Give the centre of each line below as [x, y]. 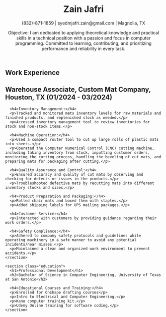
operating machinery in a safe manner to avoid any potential [71, 240]
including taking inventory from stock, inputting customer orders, [78, 153]
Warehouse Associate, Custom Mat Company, [78, 90]
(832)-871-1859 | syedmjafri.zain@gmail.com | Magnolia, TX [83, 23]
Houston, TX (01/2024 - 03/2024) [59, 98]
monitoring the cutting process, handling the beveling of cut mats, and [83, 157]
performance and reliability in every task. [83, 48]
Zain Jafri [83, 9]
